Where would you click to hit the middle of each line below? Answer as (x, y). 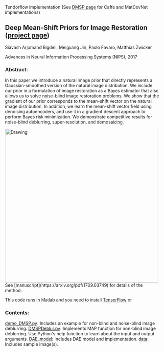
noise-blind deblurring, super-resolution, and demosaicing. (65, 122)
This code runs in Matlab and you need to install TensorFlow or (69, 300)
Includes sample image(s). (32, 344)
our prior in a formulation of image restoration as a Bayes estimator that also (82, 91)
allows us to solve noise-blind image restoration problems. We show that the (82, 96)
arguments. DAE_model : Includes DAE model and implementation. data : (77, 339)
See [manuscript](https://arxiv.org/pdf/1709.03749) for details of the (74, 285)
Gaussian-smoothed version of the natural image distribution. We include (79, 86)
